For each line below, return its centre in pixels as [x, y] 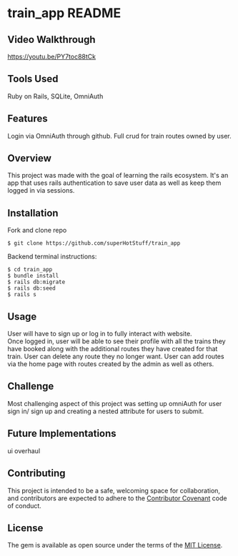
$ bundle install [33, 276]
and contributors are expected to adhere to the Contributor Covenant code [117, 498]
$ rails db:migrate [36, 282]
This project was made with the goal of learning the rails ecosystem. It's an [118, 176]
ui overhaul [24, 450]
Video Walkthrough [51, 40]
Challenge [31, 386]
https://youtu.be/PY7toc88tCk [52, 56]
